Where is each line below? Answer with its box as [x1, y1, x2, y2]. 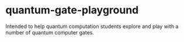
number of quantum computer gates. [5, 29, 95, 36]
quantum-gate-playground [5, 3, 139, 17]
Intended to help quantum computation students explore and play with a [5, 23, 179, 30]
